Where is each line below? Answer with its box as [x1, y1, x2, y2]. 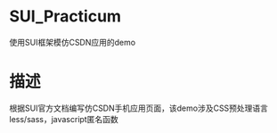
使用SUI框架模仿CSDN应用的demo [9, 37, 136, 47]
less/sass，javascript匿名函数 [9, 113, 118, 124]
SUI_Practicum [9, 6, 122, 27]
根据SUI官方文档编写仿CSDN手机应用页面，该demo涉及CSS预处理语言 [9, 103, 269, 113]
